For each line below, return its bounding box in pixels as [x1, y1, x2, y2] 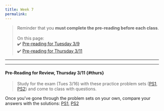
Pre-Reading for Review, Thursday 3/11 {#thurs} [5, 70, 104, 76]
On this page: [17, 35, 44, 41]
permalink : [5, 12, 27, 16]
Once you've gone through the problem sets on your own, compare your [5, 95, 151, 101]
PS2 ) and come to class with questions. [17, 86, 97, 92]
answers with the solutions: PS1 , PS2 [5, 100, 79, 106]
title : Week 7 [5, 7, 34, 12]
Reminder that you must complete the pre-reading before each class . [17, 25, 159, 31]
